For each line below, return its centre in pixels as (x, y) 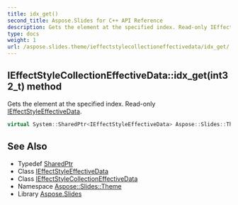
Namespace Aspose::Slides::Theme (69, 186)
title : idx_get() (33, 14)
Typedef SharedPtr (45, 163)
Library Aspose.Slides (50, 194)
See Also (27, 146)
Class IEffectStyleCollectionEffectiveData (78, 179)
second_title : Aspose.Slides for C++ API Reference (85, 21)
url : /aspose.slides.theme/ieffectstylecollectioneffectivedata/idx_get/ (119, 47)
